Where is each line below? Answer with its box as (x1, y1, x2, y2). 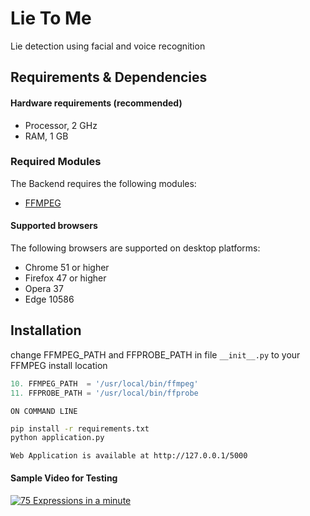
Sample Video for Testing (10, 472, 118, 484)
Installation (10, 322, 82, 339)
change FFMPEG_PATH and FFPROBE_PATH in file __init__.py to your (10, 348, 301, 361)
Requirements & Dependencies (10, 69, 208, 86)
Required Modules (10, 155, 102, 169)
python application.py (10, 433, 105, 443)
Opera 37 (24, 283, 64, 295)
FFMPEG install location (10, 359, 108, 371)
